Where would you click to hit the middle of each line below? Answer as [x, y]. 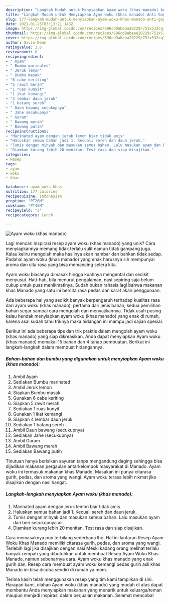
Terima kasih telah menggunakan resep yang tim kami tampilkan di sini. [79, 579]
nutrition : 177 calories [32, 192]
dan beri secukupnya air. [38, 523]
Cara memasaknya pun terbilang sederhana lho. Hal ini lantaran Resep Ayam [85, 538]
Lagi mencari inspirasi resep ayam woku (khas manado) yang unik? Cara [81, 244]
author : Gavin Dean [26, 43]
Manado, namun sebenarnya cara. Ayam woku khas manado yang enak [79, 559]
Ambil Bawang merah [35, 446]
